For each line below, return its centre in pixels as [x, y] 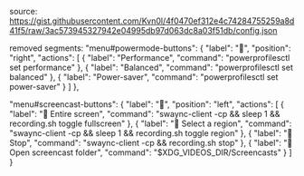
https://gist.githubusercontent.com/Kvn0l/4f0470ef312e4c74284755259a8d [152, 21]
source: [24, 11]
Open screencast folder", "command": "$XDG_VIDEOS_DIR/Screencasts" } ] [151, 152]
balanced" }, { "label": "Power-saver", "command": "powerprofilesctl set [144, 77]
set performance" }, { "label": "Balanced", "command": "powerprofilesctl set [152, 67]
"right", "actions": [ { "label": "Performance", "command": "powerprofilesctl [150, 58]
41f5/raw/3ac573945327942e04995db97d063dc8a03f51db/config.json [143, 30]
